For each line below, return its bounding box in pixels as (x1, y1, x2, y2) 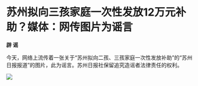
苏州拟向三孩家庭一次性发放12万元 (6, 5, 176, 19)
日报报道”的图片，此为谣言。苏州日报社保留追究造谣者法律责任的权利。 (6, 61, 183, 69)
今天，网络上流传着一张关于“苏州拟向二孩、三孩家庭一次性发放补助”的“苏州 (6, 54, 193, 61)
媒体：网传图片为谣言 (27, 20, 134, 34)
